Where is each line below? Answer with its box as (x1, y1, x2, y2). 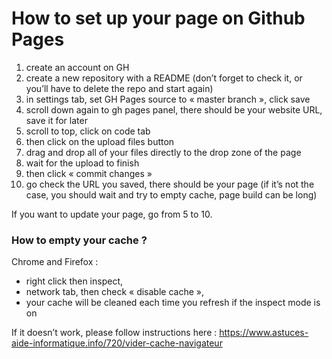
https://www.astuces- (219, 327, 309, 339)
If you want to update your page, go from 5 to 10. (11, 208, 213, 220)
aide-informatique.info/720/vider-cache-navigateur (11, 337, 223, 349)
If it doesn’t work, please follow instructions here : (11, 327, 218, 339)
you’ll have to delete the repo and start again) (25, 82, 214, 94)
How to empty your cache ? (11, 233, 148, 247)
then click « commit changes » (25, 167, 153, 179)
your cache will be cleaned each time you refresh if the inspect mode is (25, 297, 321, 309)
